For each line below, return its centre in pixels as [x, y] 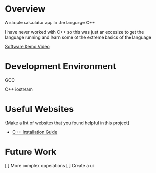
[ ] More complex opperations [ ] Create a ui [50, 165]
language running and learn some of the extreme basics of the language [78, 37]
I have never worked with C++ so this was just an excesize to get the [75, 32]
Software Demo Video [27, 46]
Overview [25, 9]
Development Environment [61, 66]
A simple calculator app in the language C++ [50, 22]
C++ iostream [19, 89]
